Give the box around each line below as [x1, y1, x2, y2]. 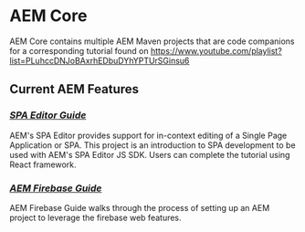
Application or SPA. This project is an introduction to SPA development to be [9, 139, 296, 151]
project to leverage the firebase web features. [9, 212, 182, 223]
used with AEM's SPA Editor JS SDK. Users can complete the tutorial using [9, 149, 290, 160]
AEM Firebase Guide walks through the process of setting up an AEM [9, 202, 270, 213]
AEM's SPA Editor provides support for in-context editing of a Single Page [9, 130, 288, 141]
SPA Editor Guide [9, 109, 87, 121]
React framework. [9, 159, 77, 170]
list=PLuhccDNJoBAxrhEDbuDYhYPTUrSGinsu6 [9, 55, 190, 66]
